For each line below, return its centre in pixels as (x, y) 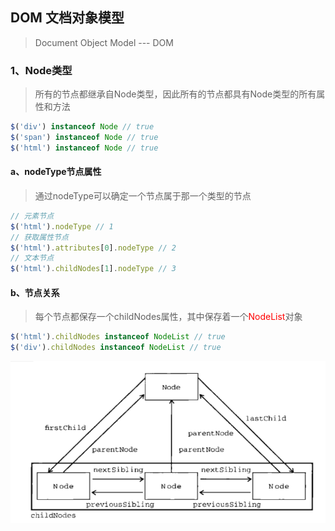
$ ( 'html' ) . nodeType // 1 (62, 226)
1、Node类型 (41, 70)
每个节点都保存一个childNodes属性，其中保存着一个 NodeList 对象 (168, 317)
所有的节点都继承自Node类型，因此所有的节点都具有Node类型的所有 (175, 94)
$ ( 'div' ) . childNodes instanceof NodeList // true (116, 348)
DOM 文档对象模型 (67, 18)
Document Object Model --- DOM (104, 42)
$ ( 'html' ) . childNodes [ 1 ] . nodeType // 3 (93, 269)
